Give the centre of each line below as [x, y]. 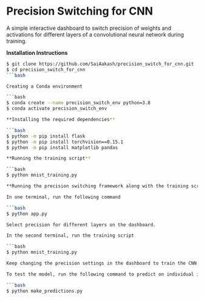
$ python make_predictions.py [45, 291]
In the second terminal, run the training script [70, 235]
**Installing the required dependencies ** [61, 120]
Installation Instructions [37, 52]
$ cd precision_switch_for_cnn [46, 69]
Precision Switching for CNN [80, 11]
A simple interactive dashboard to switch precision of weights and [89, 28]
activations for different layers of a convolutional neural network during [95, 34]
